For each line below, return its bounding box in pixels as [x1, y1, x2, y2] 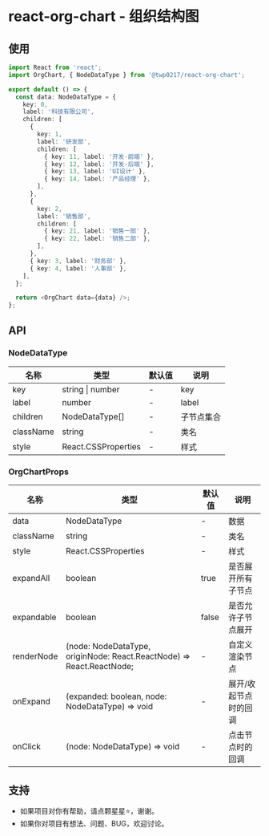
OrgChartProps [8, 466, 70, 477]
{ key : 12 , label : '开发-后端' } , [43, 160, 155, 168]
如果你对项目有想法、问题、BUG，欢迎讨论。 [19, 818, 169, 828]
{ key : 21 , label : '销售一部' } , [43, 227, 151, 235]
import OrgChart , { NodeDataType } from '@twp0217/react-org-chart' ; [8, 71, 246, 79]
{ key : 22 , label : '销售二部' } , [43, 234, 151, 243]
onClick [12, 741, 42, 753]
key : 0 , [22, 100, 48, 108]
